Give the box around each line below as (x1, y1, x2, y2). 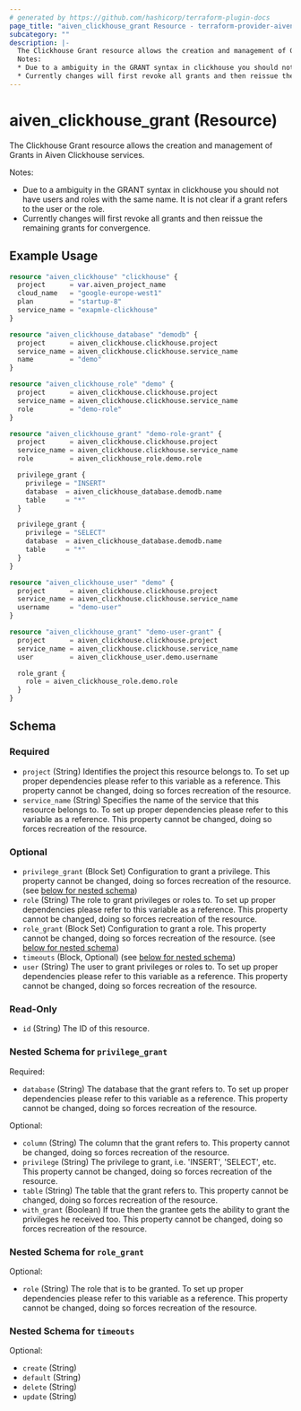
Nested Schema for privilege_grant (9, 1046, 168, 1058)
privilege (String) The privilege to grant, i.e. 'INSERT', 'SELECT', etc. (21, 1156, 277, 1167)
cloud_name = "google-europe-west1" (17, 289, 163, 298)
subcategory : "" (9, 30, 70, 39)
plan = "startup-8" (17, 297, 123, 306)
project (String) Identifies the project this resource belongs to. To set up (21, 766, 289, 776)
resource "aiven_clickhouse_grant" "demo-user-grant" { (9, 627, 222, 636)
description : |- (9, 38, 70, 48)
